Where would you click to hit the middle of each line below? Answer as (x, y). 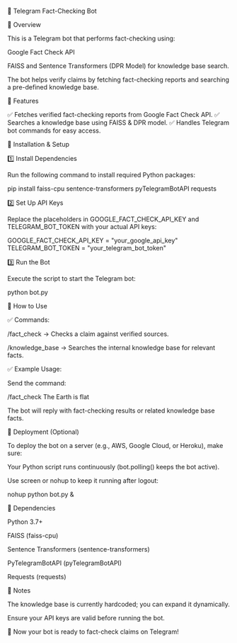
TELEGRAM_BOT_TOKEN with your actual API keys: (82, 227)
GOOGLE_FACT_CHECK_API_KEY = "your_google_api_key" (93, 240)
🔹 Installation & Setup (38, 144)
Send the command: (37, 383)
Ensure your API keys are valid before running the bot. (86, 618)
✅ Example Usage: (35, 369)
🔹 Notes (19, 591)
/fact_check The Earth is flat (48, 397)
